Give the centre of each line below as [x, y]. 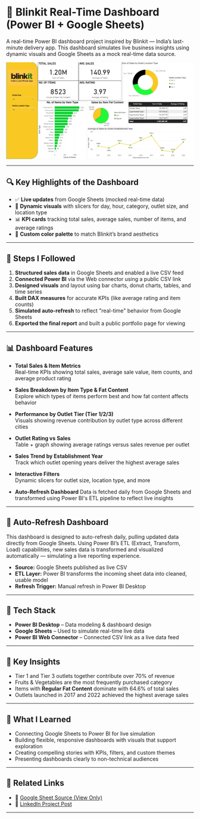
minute [15, 48]
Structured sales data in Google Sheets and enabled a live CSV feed [99, 273]
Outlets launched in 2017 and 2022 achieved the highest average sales [101, 695]
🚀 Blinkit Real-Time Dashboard [83, 12]
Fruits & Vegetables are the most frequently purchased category [93, 682]
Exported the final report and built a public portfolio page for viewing [100, 323]
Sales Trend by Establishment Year [59, 456]
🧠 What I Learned [39, 719]
